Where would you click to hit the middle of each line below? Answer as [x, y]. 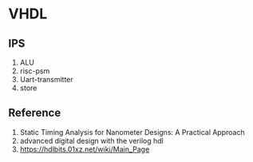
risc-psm [35, 71]
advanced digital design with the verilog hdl [91, 140]
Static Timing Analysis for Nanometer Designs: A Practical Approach [132, 132]
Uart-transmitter [46, 79]
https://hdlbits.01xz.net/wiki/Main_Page [85, 149]
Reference [35, 113]
